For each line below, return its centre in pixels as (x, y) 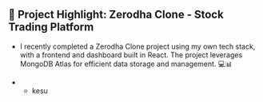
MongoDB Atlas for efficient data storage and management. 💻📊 (126, 64)
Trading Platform (51, 27)
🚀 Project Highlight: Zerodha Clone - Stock (116, 15)
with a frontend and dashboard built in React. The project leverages (131, 55)
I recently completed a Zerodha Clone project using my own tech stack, (137, 46)
